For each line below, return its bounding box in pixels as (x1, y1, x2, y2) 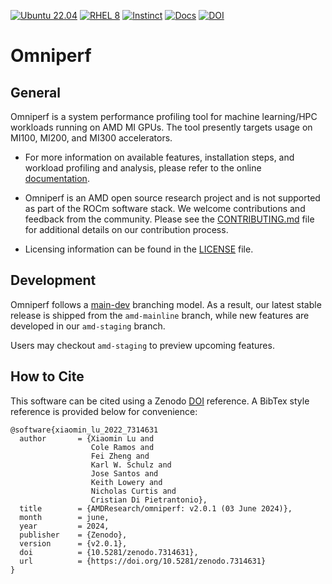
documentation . (24, 173, 90, 184)
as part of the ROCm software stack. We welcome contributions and (24, 203, 306, 214)
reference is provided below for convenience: (10, 405, 198, 417)
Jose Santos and (90, 468, 159, 479)
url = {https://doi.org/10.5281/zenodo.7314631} (19, 556, 267, 566)
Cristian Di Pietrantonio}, (90, 495, 208, 505)
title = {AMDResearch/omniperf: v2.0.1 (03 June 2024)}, (19, 503, 293, 514)
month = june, (19, 512, 110, 522)
